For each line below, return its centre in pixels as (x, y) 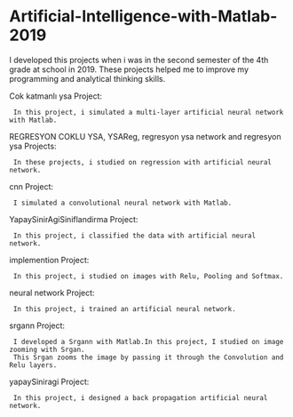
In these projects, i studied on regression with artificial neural (143, 162)
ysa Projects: (33, 146)
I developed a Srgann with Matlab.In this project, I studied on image (148, 341)
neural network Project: (52, 293)
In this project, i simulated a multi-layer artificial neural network (148, 112)
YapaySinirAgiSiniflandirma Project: (74, 219)
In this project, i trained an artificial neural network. (125, 309)
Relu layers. (33, 365)
